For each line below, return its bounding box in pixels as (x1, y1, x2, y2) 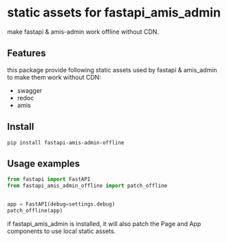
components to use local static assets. (7, 227, 116, 235)
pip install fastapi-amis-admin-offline (7, 139, 125, 146)
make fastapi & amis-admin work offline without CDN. (7, 27, 160, 36)
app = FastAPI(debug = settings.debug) (7, 201, 116, 208)
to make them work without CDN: (7, 73, 102, 81)
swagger (17, 86, 43, 94)
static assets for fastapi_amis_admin (7, 5, 221, 21)
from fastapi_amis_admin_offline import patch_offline (7, 182, 168, 190)
